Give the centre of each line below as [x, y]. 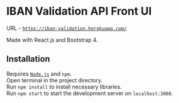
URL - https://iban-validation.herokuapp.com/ [67, 28]
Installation [28, 59]
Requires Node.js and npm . [39, 74]
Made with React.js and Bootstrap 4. [52, 40]
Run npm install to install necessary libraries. [64, 87]
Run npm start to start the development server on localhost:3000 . [90, 93]
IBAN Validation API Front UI [79, 11]
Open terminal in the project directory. [55, 80]
